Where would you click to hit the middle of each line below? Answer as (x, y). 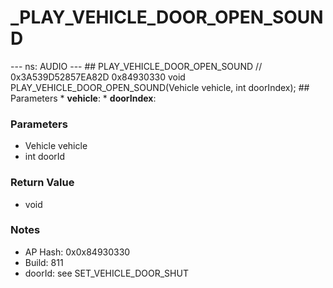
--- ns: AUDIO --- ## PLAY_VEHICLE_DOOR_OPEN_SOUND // (136, 66)
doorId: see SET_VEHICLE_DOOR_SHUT (106, 273)
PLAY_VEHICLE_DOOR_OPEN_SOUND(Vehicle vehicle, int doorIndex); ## (160, 87)
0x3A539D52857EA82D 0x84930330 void (98, 77)
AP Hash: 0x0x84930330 (77, 252)
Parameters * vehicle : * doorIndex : (83, 98)
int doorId (45, 157)
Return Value (42, 183)
